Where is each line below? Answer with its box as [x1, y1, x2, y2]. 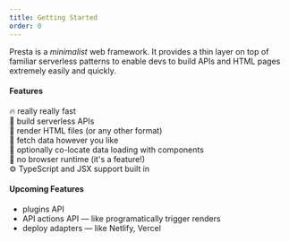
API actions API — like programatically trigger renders [21, 212, 221, 224]
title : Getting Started [9, 13, 98, 22]
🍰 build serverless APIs [9, 116, 95, 126]
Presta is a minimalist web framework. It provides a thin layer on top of [9, 46, 269, 56]
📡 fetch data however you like [9, 134, 119, 145]
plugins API [21, 203, 64, 214]
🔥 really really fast [9, 105, 76, 117]
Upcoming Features [9, 184, 85, 194]
